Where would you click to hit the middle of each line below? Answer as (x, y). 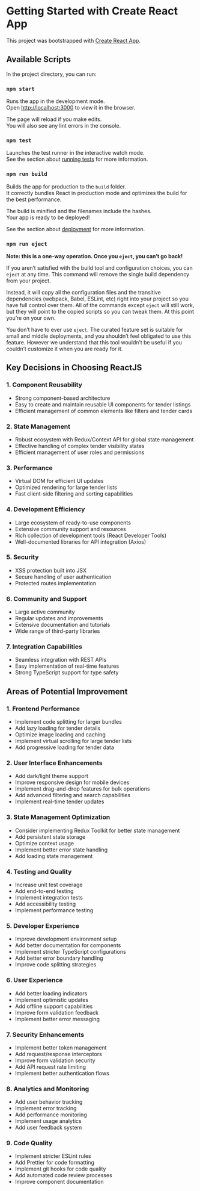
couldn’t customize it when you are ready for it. (65, 349)
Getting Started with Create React (92, 11)
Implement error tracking (46, 1109)
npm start (20, 89)
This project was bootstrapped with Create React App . (74, 40)
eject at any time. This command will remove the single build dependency (98, 274)
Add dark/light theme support (52, 776)
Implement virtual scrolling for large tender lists (73, 741)
